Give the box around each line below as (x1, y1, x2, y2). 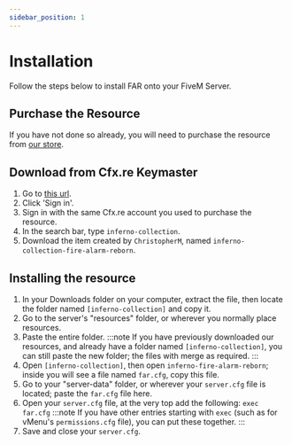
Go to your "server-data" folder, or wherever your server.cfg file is (21, 379, 266, 389)
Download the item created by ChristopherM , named (21, 236, 211, 246)
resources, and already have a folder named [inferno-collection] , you (21, 341, 283, 351)
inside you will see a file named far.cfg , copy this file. (21, 370, 219, 379)
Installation (9, 51, 94, 71)
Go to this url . (21, 188, 73, 199)
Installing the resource (9, 270, 136, 285)
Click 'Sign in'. (21, 198, 74, 208)
